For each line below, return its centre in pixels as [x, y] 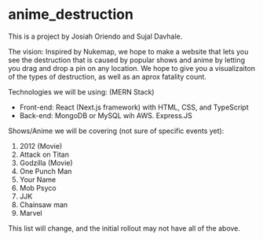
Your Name [38, 180]
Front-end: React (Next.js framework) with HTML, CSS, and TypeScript [134, 107]
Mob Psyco [38, 187]
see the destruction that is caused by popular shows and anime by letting [127, 60]
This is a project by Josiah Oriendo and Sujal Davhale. [95, 36]
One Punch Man [46, 171]
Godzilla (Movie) [46, 162]
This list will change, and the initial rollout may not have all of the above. [124, 228]
